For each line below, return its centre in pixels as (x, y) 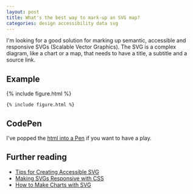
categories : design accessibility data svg (62, 23)
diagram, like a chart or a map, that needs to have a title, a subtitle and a (97, 54)
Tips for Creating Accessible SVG (57, 171)
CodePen (24, 123)
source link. (21, 60)
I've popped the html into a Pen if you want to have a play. (79, 138)
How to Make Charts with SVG (53, 185)
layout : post (23, 12)
